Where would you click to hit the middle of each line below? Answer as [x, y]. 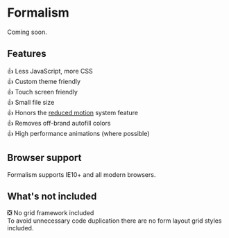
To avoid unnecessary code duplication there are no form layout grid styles [114, 221]
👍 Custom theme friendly [44, 81]
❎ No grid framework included [51, 213]
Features [27, 54]
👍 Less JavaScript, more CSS [50, 71]
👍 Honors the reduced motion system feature [73, 112]
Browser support [44, 158]
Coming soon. [27, 32]
